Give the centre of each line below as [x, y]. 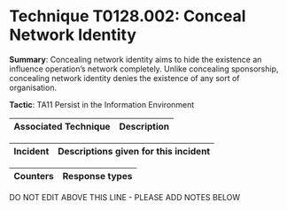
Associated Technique [62, 126]
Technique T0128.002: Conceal [128, 16]
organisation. [33, 87]
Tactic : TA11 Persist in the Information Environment [102, 104]
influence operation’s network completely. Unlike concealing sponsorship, [144, 69]
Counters [34, 176]
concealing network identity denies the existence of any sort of [125, 78]
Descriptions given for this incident [134, 151]
